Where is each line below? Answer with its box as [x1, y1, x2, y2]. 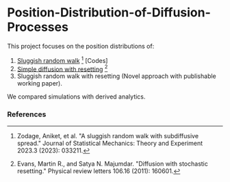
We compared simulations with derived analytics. [7, 92, 146, 101]
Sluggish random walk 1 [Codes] [16, 55, 108, 64]
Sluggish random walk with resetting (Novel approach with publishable [16, 72, 217, 80]
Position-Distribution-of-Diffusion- [7, 5, 211, 21]
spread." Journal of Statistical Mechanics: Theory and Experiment [16, 139, 203, 147]
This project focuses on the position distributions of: [7, 42, 155, 50]
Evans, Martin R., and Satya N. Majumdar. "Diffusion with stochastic [16, 159, 209, 168]
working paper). [16, 79, 63, 88]
